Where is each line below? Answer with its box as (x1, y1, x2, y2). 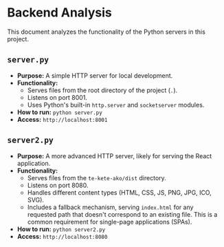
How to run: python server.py (16, 108, 103, 116)
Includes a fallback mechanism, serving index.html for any (27, 203, 194, 211)
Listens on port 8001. (27, 93, 88, 101)
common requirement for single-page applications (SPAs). (27, 217, 192, 226)
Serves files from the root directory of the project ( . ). (27, 86, 178, 94)
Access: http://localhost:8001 (16, 115, 108, 123)
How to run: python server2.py (16, 225, 106, 233)
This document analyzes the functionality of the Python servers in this (7, 28, 206, 36)
